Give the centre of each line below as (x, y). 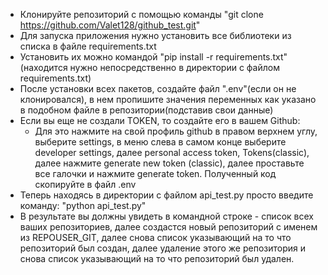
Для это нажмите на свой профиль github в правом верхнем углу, (176, 131)
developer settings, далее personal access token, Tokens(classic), (172, 152)
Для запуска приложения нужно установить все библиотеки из (155, 35)
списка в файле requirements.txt (88, 46)
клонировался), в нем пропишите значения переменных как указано (168, 99)
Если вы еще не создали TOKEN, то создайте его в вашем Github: (160, 120)
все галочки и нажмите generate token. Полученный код (155, 173)
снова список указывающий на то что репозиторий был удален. (157, 258)
